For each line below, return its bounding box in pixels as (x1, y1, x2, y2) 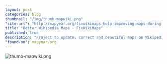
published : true (5, 30, 39, 35)
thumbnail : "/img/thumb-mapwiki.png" (5, 16, 83, 21)
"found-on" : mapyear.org (5, 40, 57, 45)
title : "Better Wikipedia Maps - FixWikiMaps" (5, 26, 103, 31)
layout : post (5, 7, 32, 12)
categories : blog (5, 12, 41, 17)
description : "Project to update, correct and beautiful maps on (5, 35, 143, 40)
